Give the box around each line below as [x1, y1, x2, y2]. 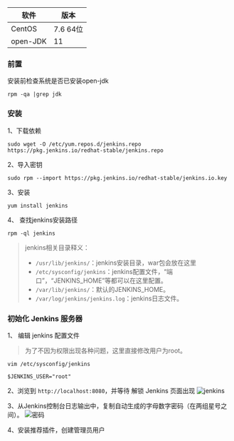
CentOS [11, 24, 38, 34]
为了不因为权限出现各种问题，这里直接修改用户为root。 [24, 346, 187, 355]
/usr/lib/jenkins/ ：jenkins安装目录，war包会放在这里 [35, 258, 197, 267]
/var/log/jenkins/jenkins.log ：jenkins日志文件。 [35, 294, 184, 303]
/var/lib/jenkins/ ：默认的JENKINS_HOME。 [35, 285, 169, 293]
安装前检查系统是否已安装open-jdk [7, 76, 109, 85]
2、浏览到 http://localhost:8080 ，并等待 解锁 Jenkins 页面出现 [7, 386, 196, 395]
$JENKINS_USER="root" [7, 372, 72, 380]
